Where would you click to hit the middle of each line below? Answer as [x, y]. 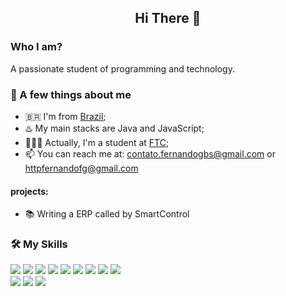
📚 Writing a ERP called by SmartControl [107, 214]
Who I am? [36, 47]
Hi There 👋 [168, 18]
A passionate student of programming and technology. [122, 68]
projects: [29, 191]
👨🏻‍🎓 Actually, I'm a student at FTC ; [97, 142]
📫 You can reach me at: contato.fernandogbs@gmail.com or [150, 153]
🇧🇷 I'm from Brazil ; [65, 116]
